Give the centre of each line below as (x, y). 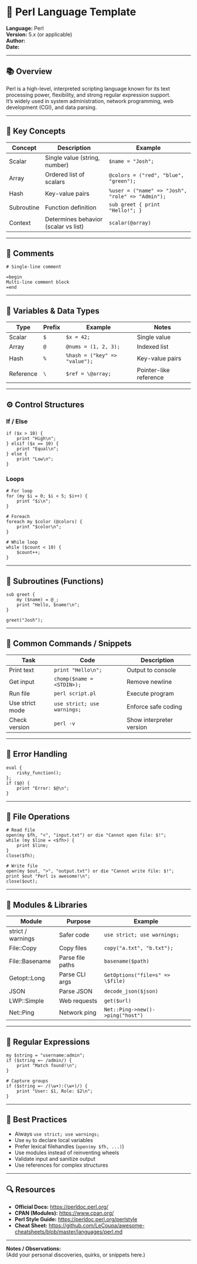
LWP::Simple (26, 1001)
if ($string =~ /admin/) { (39, 1061)
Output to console (152, 670)
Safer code (74, 935)
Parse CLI (72, 975)
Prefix (52, 328)
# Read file (21, 830)
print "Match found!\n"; (47, 1066)
